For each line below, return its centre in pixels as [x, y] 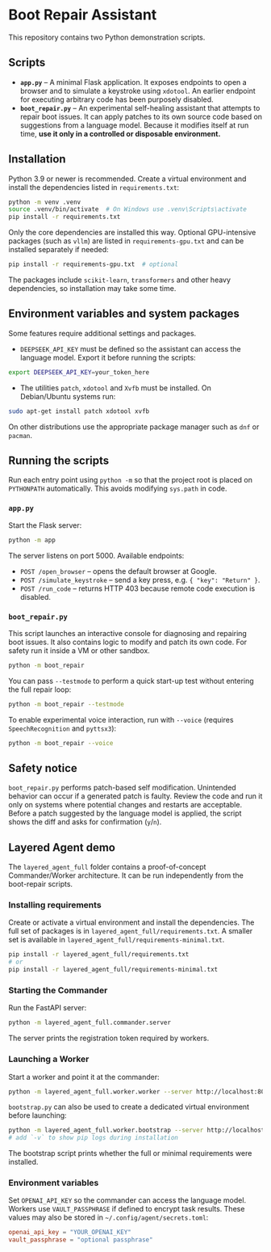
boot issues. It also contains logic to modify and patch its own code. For [128, 642]
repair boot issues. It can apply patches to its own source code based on [141, 116]
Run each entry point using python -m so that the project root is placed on [130, 480]
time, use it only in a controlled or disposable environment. [120, 133]
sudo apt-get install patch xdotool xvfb [79, 411]
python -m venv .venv [45, 202]
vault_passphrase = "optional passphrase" [81, 1240]
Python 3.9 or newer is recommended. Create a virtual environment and [127, 179]
